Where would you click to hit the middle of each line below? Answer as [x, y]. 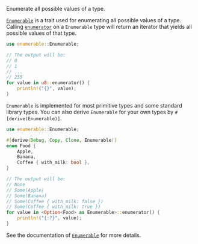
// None [16, 185]
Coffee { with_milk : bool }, [54, 163]
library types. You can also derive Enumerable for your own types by [90, 112]
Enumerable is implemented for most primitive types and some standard [94, 105]
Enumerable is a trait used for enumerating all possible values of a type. [94, 20]
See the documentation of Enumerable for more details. [74, 235]
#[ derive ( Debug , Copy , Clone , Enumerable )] [62, 140]
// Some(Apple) [25, 190]
